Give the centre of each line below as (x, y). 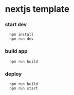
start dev (16, 25)
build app (16, 51)
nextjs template (37, 9)
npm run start (24, 89)
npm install (22, 35)
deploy (13, 74)
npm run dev (22, 39)
